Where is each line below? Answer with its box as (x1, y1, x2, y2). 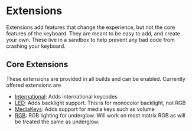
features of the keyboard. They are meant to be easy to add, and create (6, 30, 180, 37)
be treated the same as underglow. (14, 118, 100, 125)
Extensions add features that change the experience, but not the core (6, 24, 175, 31)
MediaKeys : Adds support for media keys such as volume (14, 105, 155, 113)
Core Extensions (6, 60, 69, 70)
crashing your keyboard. (6, 42, 66, 50)
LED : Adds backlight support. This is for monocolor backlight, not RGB (14, 99, 186, 106)
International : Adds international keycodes (14, 93, 118, 100)
